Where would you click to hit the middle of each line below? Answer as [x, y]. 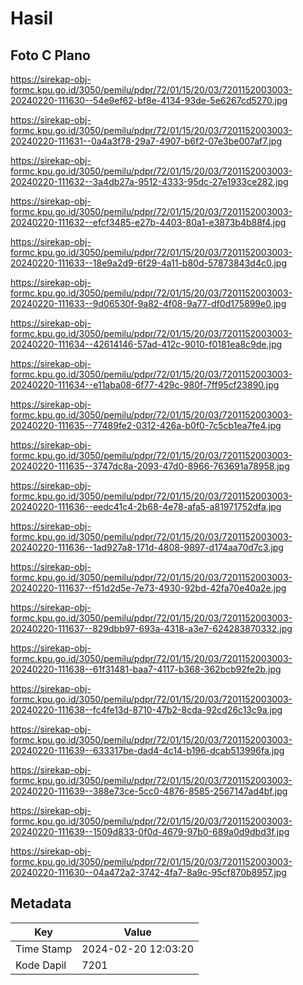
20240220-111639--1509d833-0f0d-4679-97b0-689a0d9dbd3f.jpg [150, 831]
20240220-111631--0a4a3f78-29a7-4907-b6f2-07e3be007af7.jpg [146, 141]
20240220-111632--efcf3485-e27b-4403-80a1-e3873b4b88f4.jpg [148, 222]
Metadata [41, 903]
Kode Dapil [41, 965]
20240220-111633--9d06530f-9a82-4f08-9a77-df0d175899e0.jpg [148, 303]
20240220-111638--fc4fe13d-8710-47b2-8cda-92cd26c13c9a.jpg [146, 710]
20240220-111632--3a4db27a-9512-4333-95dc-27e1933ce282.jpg [149, 181]
